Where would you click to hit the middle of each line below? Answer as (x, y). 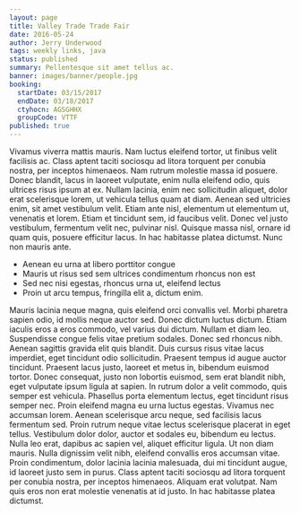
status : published (43, 59)
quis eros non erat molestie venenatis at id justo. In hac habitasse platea (142, 491)
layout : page (34, 17)
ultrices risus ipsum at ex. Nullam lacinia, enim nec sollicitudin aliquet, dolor (149, 190)
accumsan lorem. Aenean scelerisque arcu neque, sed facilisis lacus (136, 415)
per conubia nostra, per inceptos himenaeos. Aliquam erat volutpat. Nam (143, 482)
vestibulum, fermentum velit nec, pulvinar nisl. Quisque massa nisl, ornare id (150, 228)
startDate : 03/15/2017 (60, 92)
